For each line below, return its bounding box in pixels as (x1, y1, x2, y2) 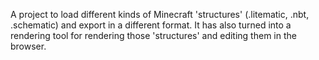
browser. (10, 40, 47, 52)
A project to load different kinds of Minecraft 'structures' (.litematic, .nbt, (10, 9, 310, 20)
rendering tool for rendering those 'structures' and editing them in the (10, 30, 297, 41)
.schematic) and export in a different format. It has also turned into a (10, 19, 292, 31)
